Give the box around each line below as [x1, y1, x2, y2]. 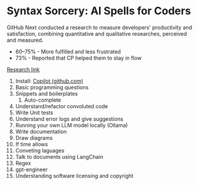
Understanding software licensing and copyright [15, 172, 134, 179]
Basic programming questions [15, 83, 89, 90]
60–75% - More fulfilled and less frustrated [15, 48, 121, 55]
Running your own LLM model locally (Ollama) [15, 121, 128, 128]
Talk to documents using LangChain [15, 153, 103, 160]
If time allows [15, 140, 48, 148]
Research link [7, 65, 40, 73]
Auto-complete [24, 96, 62, 104]
